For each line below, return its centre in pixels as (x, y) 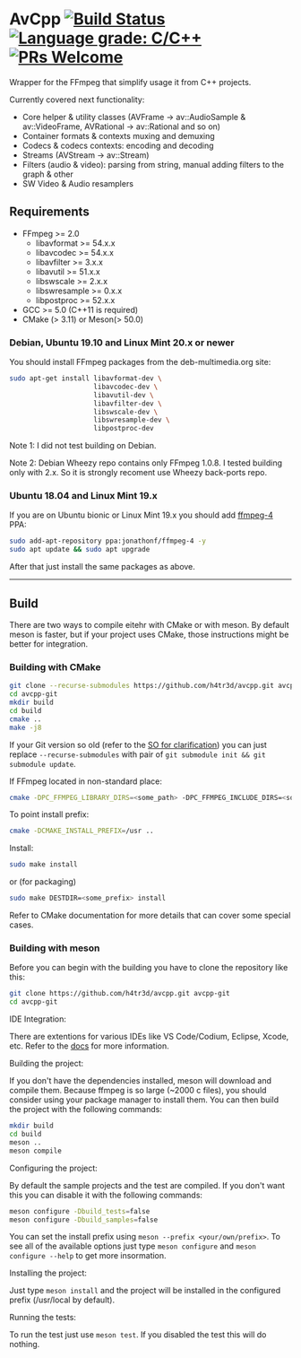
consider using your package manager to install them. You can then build (144, 1100)
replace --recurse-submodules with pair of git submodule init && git (138, 754)
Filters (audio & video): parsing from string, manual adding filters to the (153, 164)
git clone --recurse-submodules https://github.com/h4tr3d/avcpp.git (142, 686)
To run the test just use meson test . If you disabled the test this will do (138, 1335)
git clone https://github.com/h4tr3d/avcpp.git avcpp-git (120, 994)
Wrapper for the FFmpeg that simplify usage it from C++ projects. (130, 82)
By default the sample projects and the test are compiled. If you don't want (147, 1185)
